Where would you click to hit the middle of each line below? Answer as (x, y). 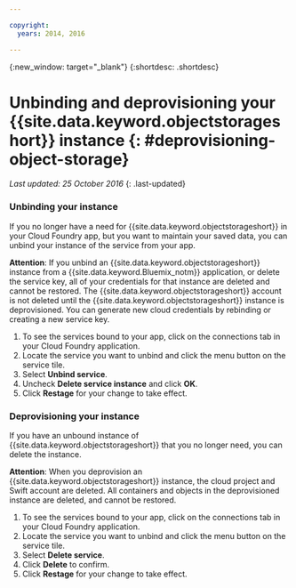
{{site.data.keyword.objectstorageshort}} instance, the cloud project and (142, 481)
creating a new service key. (60, 319)
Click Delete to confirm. (66, 565)
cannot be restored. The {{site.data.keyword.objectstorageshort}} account (145, 291)
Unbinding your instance (64, 207)
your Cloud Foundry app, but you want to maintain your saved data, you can (148, 236)
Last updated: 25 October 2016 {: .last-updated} (98, 184)
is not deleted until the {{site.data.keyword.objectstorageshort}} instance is (147, 300)
